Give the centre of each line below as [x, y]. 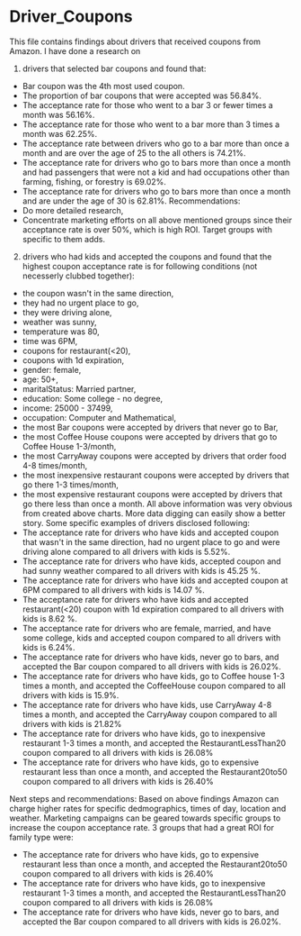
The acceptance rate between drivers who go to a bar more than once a [156, 143]
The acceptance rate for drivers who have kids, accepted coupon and [151, 561]
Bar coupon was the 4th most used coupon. [104, 86]
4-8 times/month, [55, 465]
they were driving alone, [67, 312]
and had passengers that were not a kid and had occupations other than [156, 172]
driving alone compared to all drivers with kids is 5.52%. [126, 551]
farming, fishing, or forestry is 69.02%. [94, 181]
